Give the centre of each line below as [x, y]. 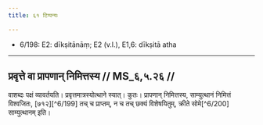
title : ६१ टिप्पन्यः [33, 15]
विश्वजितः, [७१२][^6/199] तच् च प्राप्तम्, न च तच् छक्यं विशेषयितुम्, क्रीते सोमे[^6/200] [119, 104]
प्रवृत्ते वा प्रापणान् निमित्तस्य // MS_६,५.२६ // [92, 76]
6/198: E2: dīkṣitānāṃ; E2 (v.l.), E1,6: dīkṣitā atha [98, 45]
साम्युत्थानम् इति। [29, 112]
